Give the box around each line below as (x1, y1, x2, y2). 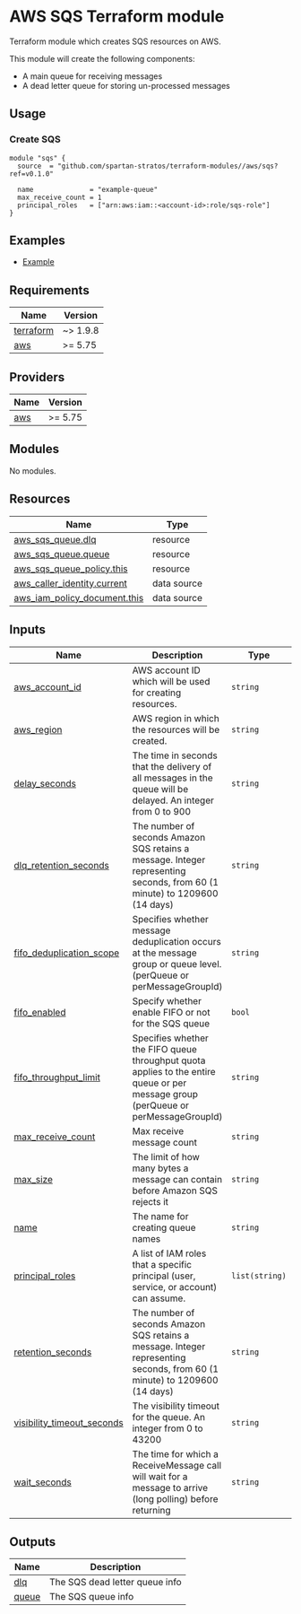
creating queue (132, 1221, 196, 1234)
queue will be (132, 782, 189, 795)
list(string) (231, 1270, 287, 1280)
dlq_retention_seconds (13, 859, 109, 871)
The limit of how (132, 1150, 200, 1163)
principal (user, (132, 1269, 196, 1282)
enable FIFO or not (132, 1006, 211, 1018)
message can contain (132, 1173, 222, 1185)
